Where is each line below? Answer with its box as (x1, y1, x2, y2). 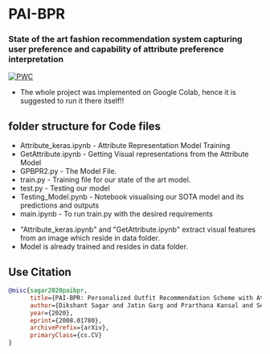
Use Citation (8, 265, 72, 278)
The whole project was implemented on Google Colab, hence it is (19, 88, 236, 97)
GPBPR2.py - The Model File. (19, 167, 117, 176)
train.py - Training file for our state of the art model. (19, 175, 191, 185)
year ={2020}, (29, 309, 74, 317)
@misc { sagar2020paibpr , (8, 286, 88, 294)
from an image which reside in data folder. (19, 233, 161, 243)
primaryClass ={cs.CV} (29, 331, 103, 340)
